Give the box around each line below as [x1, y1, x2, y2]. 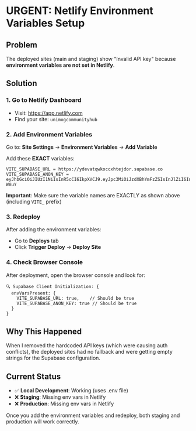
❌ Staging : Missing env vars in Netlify [14, 394, 106, 401]
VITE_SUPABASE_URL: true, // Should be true [16, 295, 134, 301]
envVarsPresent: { [11, 290, 57, 296]
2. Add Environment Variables [6, 130, 92, 138]
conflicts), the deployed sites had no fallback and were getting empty [6, 348, 173, 355]
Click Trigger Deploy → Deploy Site [14, 244, 101, 251]
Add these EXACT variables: [6, 155, 75, 162]
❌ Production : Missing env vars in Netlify [14, 400, 114, 408]
